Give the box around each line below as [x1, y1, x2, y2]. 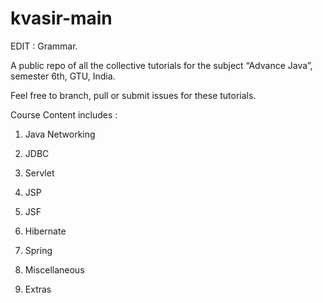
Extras [24, 283, 52, 295]
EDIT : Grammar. [10, 40, 78, 52]
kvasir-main [10, 7, 113, 30]
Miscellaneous [24, 263, 85, 276]
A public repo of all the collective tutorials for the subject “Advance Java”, [10, 59, 313, 71]
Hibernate [24, 225, 67, 237]
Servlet [24, 167, 55, 179]
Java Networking [24, 128, 96, 140]
